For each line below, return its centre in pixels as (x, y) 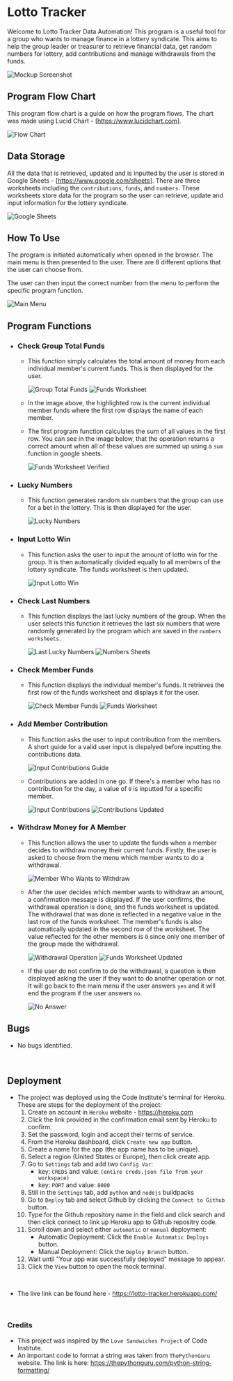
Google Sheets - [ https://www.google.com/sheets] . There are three (104, 180)
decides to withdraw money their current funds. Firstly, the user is (122, 850)
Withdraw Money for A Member (72, 827)
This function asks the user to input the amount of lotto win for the (122, 554)
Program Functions (49, 326)
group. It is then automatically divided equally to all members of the (124, 561)
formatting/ (33, 1370)
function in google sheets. (65, 453)
